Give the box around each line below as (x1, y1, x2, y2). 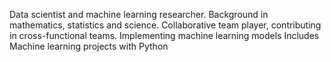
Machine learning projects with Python (9, 40, 169, 52)
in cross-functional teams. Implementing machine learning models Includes (9, 30, 320, 41)
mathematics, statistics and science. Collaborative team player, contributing (9, 19, 322, 31)
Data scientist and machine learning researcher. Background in (9, 9, 269, 20)
